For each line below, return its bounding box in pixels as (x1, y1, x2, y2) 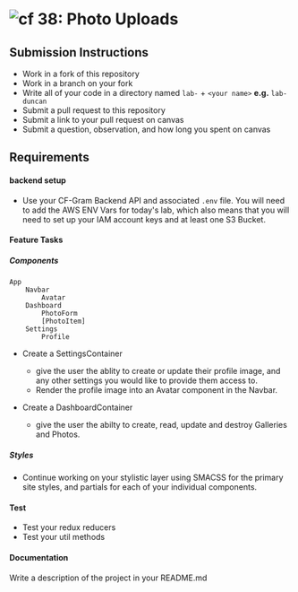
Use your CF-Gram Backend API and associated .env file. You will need (21, 195, 285, 205)
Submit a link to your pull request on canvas (21, 115, 184, 125)
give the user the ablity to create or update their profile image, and (35, 366, 281, 377)
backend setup (9, 175, 67, 186)
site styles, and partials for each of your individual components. (21, 482, 258, 492)
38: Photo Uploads (37, 9, 179, 30)
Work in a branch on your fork (21, 78, 133, 89)
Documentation (9, 552, 69, 562)
